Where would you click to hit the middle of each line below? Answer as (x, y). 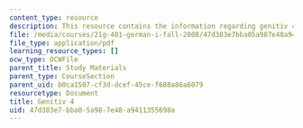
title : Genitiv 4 (42, 101)
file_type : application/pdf (62, 43)
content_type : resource (54, 18)
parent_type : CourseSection (62, 77)
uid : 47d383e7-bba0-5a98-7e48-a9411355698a (92, 110)
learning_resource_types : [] (64, 51)
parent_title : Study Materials (68, 69)
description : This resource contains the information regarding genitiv (149, 26)
